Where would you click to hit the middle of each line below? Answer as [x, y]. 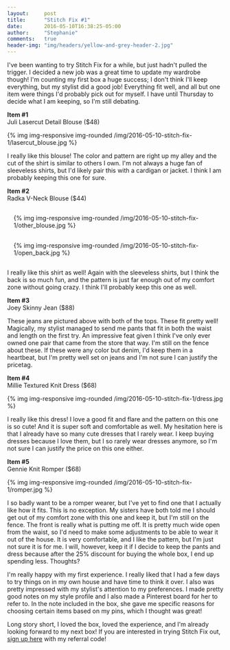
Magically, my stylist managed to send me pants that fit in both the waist [110, 328]
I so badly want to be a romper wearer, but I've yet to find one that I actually [114, 503]
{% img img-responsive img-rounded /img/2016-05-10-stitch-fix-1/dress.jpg [115, 398]
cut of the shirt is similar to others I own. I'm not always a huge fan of [105, 163]
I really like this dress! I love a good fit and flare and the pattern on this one [113, 419]
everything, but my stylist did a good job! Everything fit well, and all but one [114, 87]
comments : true [32, 39]
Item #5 [18, 462]
